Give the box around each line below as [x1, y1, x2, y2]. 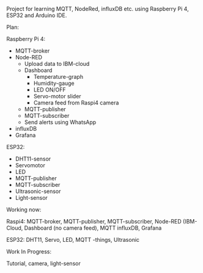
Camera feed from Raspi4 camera [33, 99, 119, 106]
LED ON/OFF [33, 86, 66, 93]
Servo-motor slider [33, 93, 81, 100]
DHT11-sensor [15, 155, 51, 162]
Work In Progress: [6, 248, 52, 255]
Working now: [6, 206, 42, 213]
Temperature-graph [33, 73, 84, 80]
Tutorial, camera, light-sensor [6, 260, 81, 267]
